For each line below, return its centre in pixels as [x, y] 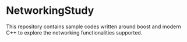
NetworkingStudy [50, 11]
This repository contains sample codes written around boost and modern [94, 26]
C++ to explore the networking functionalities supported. [74, 32]
